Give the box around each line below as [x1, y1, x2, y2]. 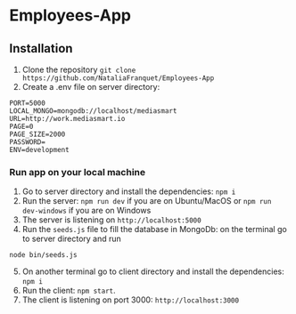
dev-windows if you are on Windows [21, 205, 152, 216]
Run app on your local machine [9, 165, 146, 178]
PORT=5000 [9, 99, 46, 108]
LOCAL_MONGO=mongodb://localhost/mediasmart [9, 107, 177, 116]
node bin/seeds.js [9, 251, 78, 260]
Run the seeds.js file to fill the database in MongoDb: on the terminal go [21, 224, 287, 235]
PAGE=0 [9, 122, 34, 131]
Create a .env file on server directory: [21, 82, 160, 92]
